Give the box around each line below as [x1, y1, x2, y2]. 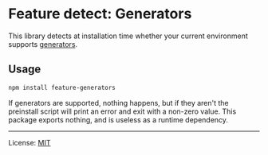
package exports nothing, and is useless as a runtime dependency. [8, 114, 229, 124]
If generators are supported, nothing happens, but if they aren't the [8, 98, 229, 107]
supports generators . [8, 39, 78, 48]
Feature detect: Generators [8, 5, 192, 23]
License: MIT [8, 138, 51, 147]
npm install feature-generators [8, 83, 116, 91]
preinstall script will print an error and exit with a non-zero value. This [8, 107, 237, 116]
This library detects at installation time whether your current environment [8, 31, 249, 41]
